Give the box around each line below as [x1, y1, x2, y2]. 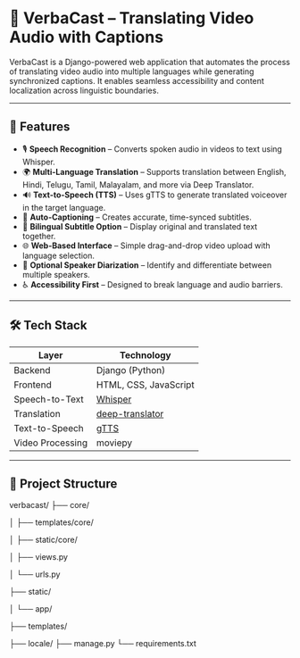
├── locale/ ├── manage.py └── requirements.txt [9, 638, 196, 649]
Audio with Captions [9, 27, 163, 47]
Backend [13, 363, 51, 376]
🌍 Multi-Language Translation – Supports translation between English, [21, 166, 287, 177]
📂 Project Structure [9, 476, 118, 491]
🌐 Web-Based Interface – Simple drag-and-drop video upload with [21, 240, 271, 251]
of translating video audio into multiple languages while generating [9, 66, 254, 77]
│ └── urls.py [9, 569, 61, 579]
